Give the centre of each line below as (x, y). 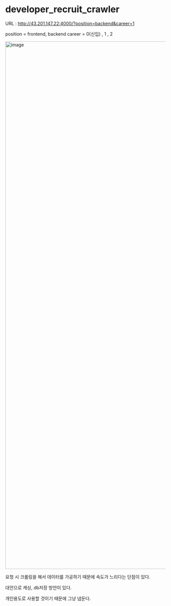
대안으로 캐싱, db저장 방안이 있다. (39, 587)
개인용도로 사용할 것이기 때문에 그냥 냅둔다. (48, 598)
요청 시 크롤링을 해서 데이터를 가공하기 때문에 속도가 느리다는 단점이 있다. (78, 576)
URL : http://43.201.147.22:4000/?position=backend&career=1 (70, 23)
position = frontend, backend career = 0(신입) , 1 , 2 (59, 34)
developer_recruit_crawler (62, 9)
